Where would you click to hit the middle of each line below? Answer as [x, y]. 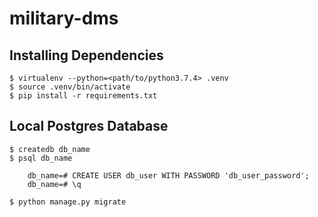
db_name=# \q [54, 184]
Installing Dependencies [86, 55]
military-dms [64, 18]
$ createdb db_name [50, 149]
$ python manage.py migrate [68, 202]
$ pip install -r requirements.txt [83, 96]
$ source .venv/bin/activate [70, 87]
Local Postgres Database [89, 126]
